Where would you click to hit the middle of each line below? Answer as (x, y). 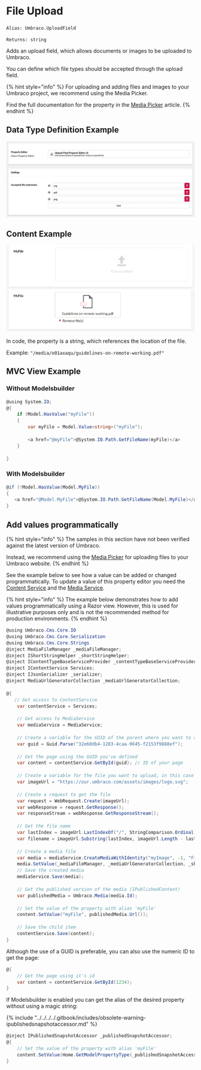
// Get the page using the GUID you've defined (77, 757)
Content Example (39, 234)
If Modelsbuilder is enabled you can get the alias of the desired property (95, 1000)
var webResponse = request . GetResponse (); (71, 807)
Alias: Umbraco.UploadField (41, 28)
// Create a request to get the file (64, 794)
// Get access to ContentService (56, 700)
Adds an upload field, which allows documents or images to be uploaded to (99, 51)
